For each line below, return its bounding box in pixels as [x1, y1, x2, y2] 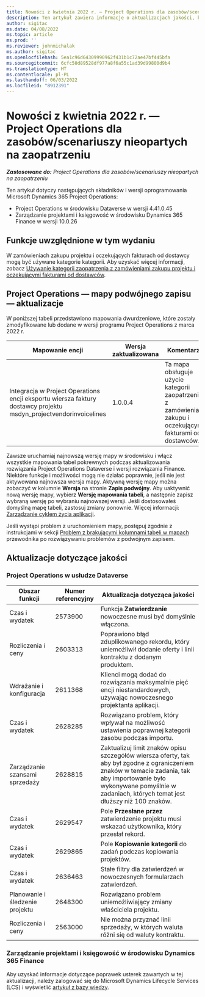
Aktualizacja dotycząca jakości [101, 590, 195, 599]
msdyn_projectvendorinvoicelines [9, 410, 107, 418]
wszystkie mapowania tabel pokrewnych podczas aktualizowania [6, 459, 170, 466]
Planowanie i [9, 890, 46, 899]
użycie [164, 375, 184, 383]
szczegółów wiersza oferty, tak [100, 752, 190, 760]
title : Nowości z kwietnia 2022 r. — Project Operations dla [6, 9, 165, 15]
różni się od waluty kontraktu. [100, 930, 185, 939]
